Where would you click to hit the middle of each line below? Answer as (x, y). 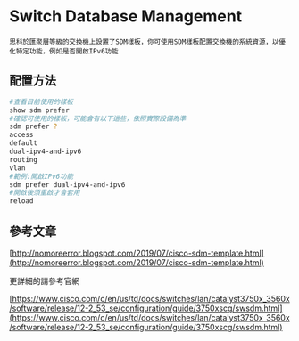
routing (24, 159)
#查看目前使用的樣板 (42, 101)
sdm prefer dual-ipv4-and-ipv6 (67, 184)
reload (21, 201)
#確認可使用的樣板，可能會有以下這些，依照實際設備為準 (98, 118)
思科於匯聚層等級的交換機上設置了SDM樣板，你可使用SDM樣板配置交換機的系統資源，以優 (147, 42)
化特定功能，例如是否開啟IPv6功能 (64, 51)
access (21, 135)
